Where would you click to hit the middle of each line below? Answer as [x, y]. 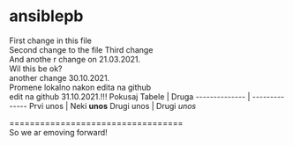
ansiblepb [46, 16]
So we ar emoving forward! [58, 132]
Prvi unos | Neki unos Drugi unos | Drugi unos [113, 106]
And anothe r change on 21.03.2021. [75, 59]
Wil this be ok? [36, 69]
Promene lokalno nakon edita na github [80, 87]
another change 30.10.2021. [60, 77]
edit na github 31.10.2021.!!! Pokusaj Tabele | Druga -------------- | [130, 96]
